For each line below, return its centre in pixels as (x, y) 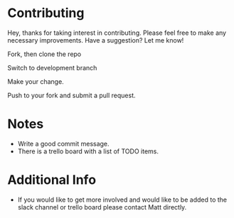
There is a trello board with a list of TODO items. (88, 151)
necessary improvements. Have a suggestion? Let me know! (96, 40)
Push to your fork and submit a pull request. (71, 95)
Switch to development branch (52, 67)
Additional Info (52, 180)
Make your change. (36, 81)
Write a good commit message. (63, 143)
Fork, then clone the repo (44, 54)
